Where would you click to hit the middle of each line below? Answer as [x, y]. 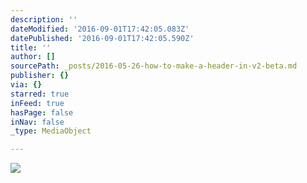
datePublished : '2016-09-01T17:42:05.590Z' [102, 38]
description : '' [44, 19]
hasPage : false [42, 112]
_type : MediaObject [51, 131]
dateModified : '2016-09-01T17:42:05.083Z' [100, 29]
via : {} [26, 85]
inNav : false [37, 122]
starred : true [40, 94]
